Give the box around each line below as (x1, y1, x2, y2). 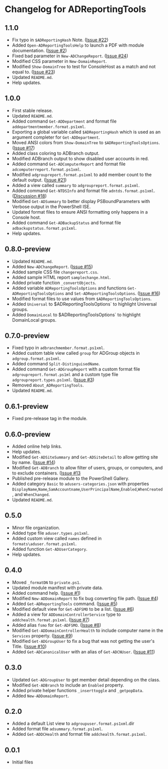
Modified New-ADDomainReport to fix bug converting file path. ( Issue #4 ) (12, 595, 159, 601)
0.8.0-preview (5, 245, 51, 253)
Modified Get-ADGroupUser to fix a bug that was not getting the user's (12, 638, 155, 644)
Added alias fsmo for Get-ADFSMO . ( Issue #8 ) (12, 622, 102, 628)
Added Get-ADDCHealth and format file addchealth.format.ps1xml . (12, 731, 147, 737)
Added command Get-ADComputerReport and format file (12, 161, 126, 167)
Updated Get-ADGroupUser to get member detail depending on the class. (12, 677, 160, 683)
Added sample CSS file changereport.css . (12, 269, 99, 275)
